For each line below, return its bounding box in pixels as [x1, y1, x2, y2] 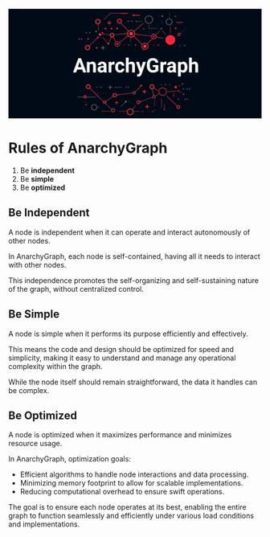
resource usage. [8, 439, 63, 449]
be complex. [8, 385, 50, 395]
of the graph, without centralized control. [8, 284, 145, 293]
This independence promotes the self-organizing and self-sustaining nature [8, 275, 260, 285]
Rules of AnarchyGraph [8, 139, 168, 158]
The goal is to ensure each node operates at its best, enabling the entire [8, 502, 247, 512]
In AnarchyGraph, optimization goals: [8, 454, 131, 464]
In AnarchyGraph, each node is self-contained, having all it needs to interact [8, 251, 260, 261]
